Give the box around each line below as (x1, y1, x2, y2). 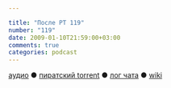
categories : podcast (8, 49, 78, 57)
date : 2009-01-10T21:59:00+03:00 (8, 34, 121, 42)
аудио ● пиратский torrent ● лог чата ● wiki (8, 70, 163, 80)
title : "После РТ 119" (8, 18, 85, 26)
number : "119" (8, 26, 56, 34)
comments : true (8, 41, 60, 49)
